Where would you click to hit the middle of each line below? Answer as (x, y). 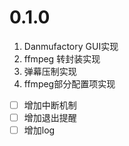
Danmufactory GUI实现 (71, 46)
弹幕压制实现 (50, 71)
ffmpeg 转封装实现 (62, 58)
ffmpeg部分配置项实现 (69, 83)
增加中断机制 (50, 105)
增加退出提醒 (50, 117)
